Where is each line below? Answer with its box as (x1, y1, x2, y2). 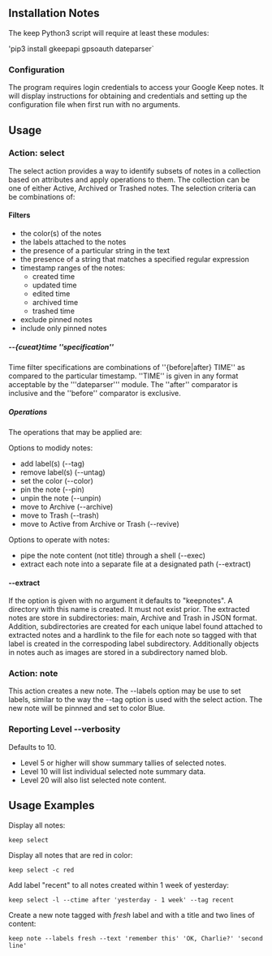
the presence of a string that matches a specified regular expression (19, 255, 250, 264)
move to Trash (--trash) (19, 510, 100, 520)
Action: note (8, 668, 58, 679)
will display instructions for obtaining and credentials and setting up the (8, 91, 248, 101)
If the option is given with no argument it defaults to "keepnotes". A (8, 596, 233, 605)
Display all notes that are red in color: (8, 850, 133, 859)
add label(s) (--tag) (19, 459, 85, 468)
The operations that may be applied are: (8, 427, 142, 437)
